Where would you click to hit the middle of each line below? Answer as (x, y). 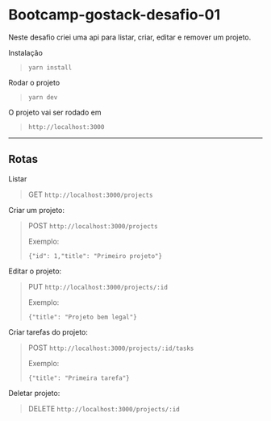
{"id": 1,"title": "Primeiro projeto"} (95, 256)
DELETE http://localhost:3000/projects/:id (104, 408)
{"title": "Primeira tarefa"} (79, 378)
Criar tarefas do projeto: (48, 331)
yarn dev (43, 97)
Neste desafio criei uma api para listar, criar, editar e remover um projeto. (130, 37)
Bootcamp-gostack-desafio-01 (114, 15)
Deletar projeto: (34, 393)
